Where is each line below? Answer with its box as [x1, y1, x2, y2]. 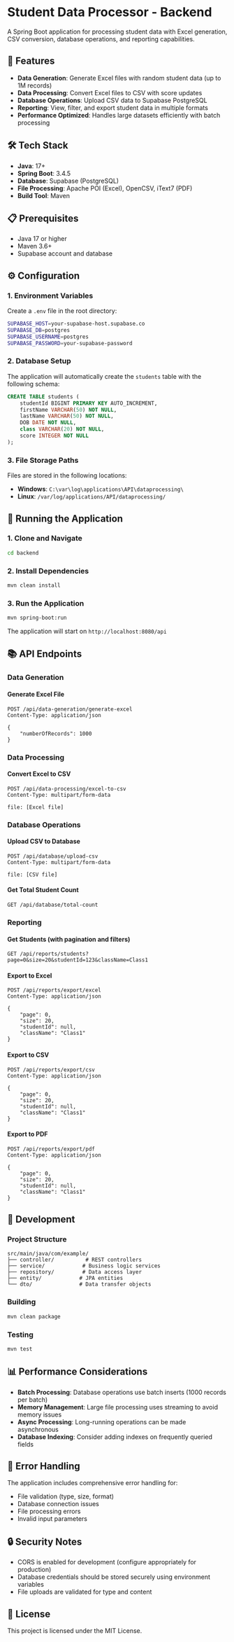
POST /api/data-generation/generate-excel [7, 705, 133, 713]
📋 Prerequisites [7, 212, 79, 224]
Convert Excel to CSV [7, 770, 71, 778]
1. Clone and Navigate [7, 534, 82, 543]
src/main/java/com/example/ [7, 1251, 89, 1258]
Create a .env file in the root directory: [7, 307, 117, 315]
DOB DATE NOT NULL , [20, 419, 77, 426]
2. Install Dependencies [7, 566, 89, 576]
